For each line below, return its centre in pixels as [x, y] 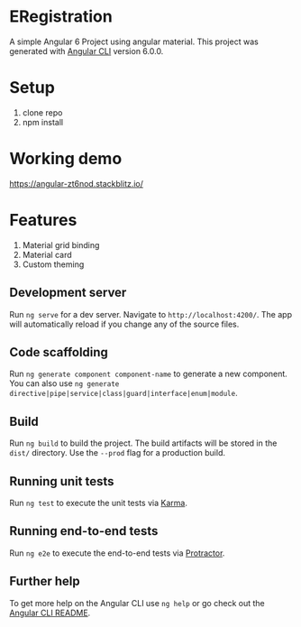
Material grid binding [61, 244]
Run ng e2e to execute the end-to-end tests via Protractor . [117, 553]
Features [43, 220]
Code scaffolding [59, 352]
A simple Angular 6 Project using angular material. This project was [134, 41]
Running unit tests [62, 481]
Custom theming [53, 264]
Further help [45, 581]
